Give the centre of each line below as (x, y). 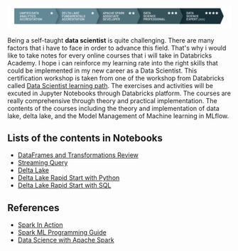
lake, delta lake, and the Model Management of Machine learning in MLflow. (118, 116)
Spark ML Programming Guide (62, 233)
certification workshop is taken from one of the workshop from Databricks (116, 78)
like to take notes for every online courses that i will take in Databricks (110, 55)
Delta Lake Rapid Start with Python (69, 178)
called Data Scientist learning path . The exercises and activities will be (110, 85)
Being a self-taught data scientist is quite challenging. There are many (111, 40)
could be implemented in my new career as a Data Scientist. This (102, 70)
